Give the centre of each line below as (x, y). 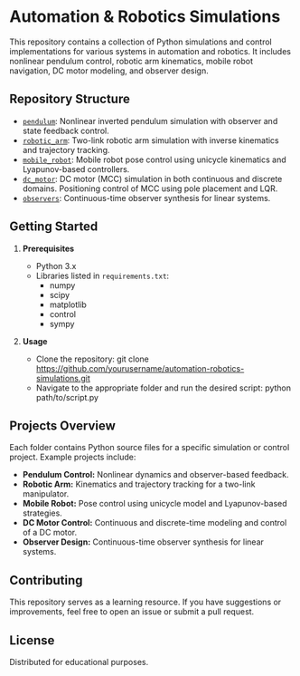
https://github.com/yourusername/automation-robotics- (140, 368)
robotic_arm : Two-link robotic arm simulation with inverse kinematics (151, 140)
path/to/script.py (67, 397)
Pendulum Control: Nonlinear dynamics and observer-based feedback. (155, 475)
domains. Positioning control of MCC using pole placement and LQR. (150, 188)
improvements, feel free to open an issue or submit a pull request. (132, 612)
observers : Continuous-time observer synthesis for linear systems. (146, 198)
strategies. (42, 513)
